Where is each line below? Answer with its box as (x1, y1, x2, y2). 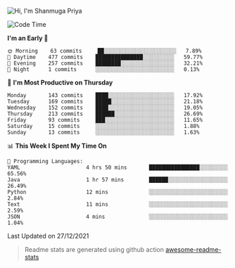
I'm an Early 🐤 (7, 34, 49, 42)
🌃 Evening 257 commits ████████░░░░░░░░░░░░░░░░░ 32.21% (7, 60, 203, 67)
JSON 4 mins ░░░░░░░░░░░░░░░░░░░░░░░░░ (7, 213, 229, 220)
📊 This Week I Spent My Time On (7, 141, 107, 150)
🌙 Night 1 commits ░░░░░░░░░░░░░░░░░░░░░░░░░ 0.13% (7, 66, 200, 73)
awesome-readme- (165, 245, 222, 253)
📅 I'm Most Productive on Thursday (7, 78, 113, 87)
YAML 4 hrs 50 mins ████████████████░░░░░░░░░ (7, 164, 229, 171)
